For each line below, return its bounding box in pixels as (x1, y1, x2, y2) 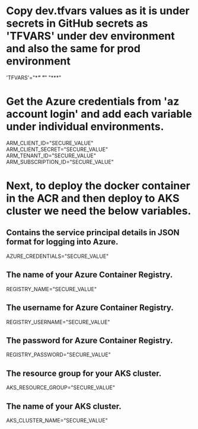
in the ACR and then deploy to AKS (6, 192, 180, 205)
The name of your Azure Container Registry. (6, 270, 173, 280)
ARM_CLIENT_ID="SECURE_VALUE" (6, 139, 94, 146)
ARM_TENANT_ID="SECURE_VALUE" (6, 152, 97, 159)
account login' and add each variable (6, 108, 193, 121)
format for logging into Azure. (6, 237, 119, 247)
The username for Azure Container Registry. (6, 303, 174, 313)
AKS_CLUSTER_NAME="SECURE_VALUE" (6, 417, 108, 424)
